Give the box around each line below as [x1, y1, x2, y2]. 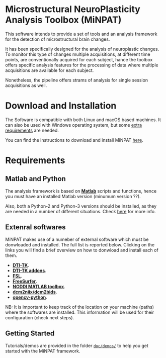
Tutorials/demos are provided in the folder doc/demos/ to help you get [5, 342, 148, 348]
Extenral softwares [5, 223, 66, 232]
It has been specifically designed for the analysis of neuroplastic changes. [5, 46, 159, 52]
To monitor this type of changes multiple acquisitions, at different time [5, 51, 150, 57]
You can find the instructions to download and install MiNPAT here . [5, 137, 143, 143]
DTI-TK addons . [12, 267, 46, 274]
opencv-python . [12, 294, 48, 300]
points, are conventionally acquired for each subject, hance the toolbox [5, 56, 153, 62]
